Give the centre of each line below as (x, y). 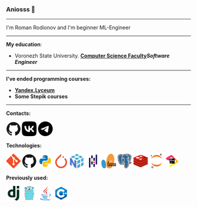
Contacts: (18, 113)
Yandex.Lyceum (35, 90)
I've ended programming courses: (48, 79)
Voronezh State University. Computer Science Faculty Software (92, 56)
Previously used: (27, 178)
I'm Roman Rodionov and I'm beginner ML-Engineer (68, 28)
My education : (24, 45)
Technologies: (24, 145)
